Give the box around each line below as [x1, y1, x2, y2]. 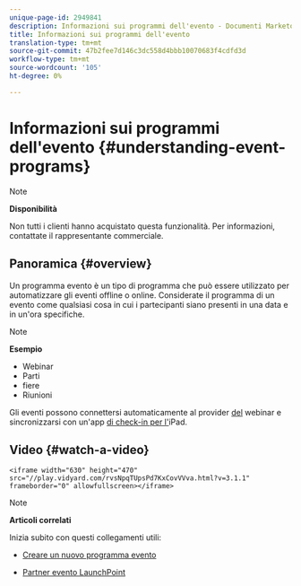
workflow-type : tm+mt [9, 55, 90, 64]
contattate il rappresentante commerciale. [9, 230, 164, 241]
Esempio [9, 343, 43, 354]
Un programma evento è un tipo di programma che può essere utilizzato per [9, 280, 289, 291]
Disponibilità [9, 203, 58, 214]
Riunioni [21, 389, 53, 400]
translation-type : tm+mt [9, 38, 102, 48]
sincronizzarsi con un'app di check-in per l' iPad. [9, 416, 188, 427]
